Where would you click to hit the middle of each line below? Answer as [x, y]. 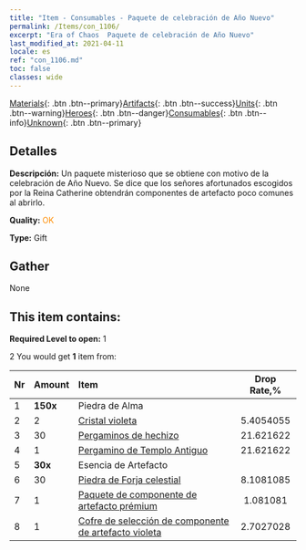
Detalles [33, 151]
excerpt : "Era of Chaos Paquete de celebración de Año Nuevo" [132, 35]
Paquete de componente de [138, 495]
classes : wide [36, 78]
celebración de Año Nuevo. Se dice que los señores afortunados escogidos [151, 182]
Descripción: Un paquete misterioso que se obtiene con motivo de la [139, 173]
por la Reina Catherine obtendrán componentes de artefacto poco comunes [152, 192]
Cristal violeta [107, 420]
